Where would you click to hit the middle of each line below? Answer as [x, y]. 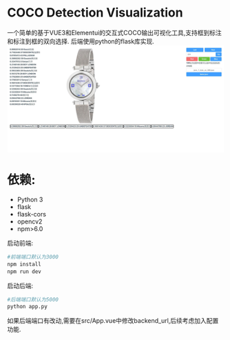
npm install [24, 264]
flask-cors [32, 214]
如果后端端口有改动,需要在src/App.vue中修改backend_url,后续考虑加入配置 [113, 321]
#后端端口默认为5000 [33, 299]
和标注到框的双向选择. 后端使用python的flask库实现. [81, 41]
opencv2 [30, 221]
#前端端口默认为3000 [33, 257]
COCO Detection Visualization [95, 13]
